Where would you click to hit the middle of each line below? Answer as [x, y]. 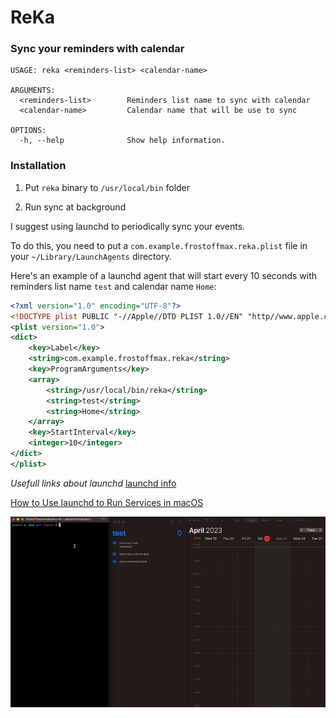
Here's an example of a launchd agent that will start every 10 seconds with [164, 275]
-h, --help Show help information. [122, 141]
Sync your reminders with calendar [97, 49]
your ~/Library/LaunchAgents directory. [91, 256]
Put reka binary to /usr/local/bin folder [107, 187]
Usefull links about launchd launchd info [93, 483]
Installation [38, 166]
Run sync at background [75, 207]
